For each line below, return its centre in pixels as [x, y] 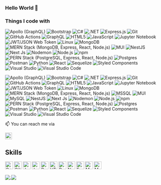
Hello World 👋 [22, 8]
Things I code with [27, 21]
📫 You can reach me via [30, 124]
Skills [13, 152]
